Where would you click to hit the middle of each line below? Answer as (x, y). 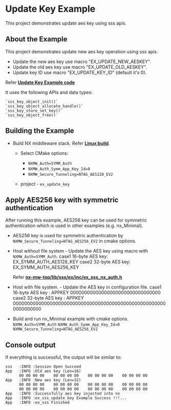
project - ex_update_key (45, 184)
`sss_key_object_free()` (32, 115)
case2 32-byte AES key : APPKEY (48, 298)
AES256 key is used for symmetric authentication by (68, 236)
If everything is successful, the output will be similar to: (63, 357)
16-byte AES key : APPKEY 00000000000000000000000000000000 (87, 293)
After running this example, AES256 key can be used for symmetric (76, 220)
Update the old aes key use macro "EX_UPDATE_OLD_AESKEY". (80, 67)
